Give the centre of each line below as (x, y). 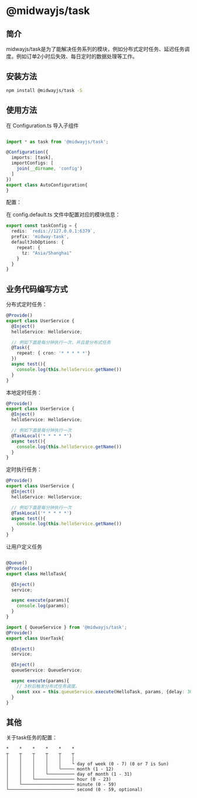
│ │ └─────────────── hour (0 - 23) (59, 780)
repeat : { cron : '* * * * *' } (54, 353)
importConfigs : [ (33, 163)
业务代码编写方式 (37, 289)
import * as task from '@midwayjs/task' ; (57, 142)
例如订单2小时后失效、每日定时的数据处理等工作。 (77, 56)
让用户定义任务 (24, 547)
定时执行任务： (24, 469)
